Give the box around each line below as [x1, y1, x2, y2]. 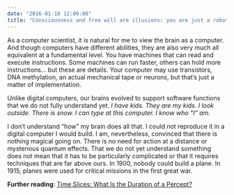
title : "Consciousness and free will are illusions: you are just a [7, 17, 210, 24]
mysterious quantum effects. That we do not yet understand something [7, 144, 212, 153]
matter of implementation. [7, 80, 81, 88]
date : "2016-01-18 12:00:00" [7, 10, 92, 17]
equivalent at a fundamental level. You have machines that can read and [7, 50, 214, 59]
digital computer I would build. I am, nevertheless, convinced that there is [7, 130, 218, 138]
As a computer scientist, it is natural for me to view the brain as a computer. [7, 36, 224, 44]
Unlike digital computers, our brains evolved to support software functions [7, 93, 221, 102]
